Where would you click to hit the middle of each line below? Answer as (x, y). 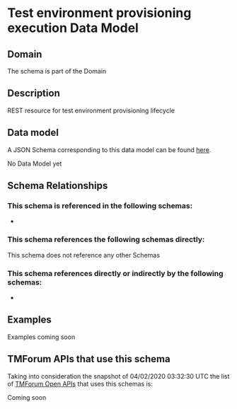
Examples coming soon (41, 337)
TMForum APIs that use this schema (89, 359)
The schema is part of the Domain (57, 71)
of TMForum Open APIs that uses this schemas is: (80, 384)
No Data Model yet (35, 163)
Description (34, 93)
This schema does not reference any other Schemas (84, 255)
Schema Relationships (58, 186)
